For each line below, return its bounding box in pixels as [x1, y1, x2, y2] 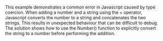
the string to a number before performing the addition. [5, 31, 116, 36]
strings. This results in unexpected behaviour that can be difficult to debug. [5, 20, 159, 26]
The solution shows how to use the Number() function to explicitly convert [5, 25, 157, 31]
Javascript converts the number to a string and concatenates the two [5, 15, 146, 20]
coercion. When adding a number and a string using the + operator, [5, 9, 142, 15]
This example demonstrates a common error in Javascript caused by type [5, 4, 156, 10]
